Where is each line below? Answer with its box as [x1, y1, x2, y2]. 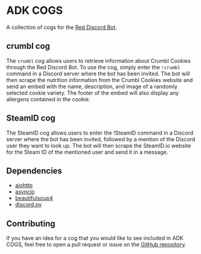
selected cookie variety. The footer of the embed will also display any [6, 89, 179, 97]
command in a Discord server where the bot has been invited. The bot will [6, 70, 190, 77]
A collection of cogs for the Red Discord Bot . [6, 24, 118, 31]
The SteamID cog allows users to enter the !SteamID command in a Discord [6, 129, 194, 136]
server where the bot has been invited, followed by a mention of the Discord [6, 135, 196, 142]
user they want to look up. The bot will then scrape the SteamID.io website [6, 142, 191, 149]
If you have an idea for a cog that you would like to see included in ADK [6, 235, 184, 242]
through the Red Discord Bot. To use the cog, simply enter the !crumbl [6, 63, 180, 71]
